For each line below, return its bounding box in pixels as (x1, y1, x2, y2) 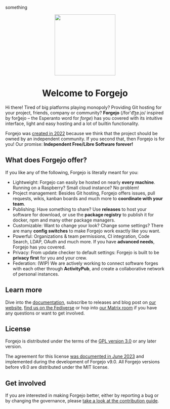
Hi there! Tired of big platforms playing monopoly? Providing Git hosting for (5, 104, 162, 110)
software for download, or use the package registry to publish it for (12, 211, 154, 217)
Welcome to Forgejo (42, 87, 128, 99)
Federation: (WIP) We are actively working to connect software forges (12, 260, 158, 266)
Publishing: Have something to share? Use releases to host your (12, 206, 147, 212)
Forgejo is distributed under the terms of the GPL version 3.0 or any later (5, 338, 157, 344)
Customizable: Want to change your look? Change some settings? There (12, 222, 163, 228)
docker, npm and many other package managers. (12, 217, 115, 223)
